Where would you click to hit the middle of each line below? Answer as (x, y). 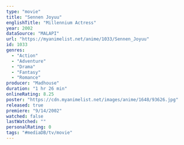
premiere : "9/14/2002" (34, 111)
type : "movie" (24, 12)
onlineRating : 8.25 (30, 94)
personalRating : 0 (29, 127)
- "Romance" (26, 78)
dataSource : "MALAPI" (33, 34)
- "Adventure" (29, 61)
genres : (16, 50)
